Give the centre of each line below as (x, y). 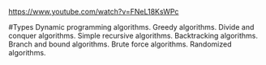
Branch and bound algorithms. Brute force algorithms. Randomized (120, 44)
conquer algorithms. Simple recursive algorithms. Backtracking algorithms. (133, 36)
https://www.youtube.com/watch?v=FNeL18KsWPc (94, 12)
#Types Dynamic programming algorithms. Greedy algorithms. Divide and (131, 27)
